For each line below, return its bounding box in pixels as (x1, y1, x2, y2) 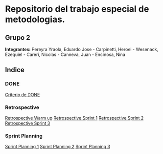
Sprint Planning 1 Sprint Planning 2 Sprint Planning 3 (5, 144, 110, 150)
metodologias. (5, 14, 65, 25)
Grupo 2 (5, 33, 30, 42)
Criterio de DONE (5, 92, 40, 98)
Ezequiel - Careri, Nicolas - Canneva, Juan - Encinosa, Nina (5, 51, 126, 57)
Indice (5, 66, 24, 74)
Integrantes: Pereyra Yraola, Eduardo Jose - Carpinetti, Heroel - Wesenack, (5, 47, 158, 52)
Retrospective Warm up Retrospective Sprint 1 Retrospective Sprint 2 (5, 115, 144, 121)
